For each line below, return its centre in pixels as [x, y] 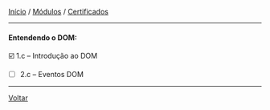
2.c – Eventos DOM [52, 75]
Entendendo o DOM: [43, 37]
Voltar [18, 98]
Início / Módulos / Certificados [58, 12]
